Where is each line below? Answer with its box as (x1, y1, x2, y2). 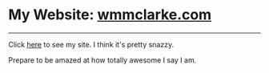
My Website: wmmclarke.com (8, 6, 212, 24)
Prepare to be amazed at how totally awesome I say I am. (8, 55, 197, 65)
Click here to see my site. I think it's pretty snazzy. (8, 39, 175, 49)
